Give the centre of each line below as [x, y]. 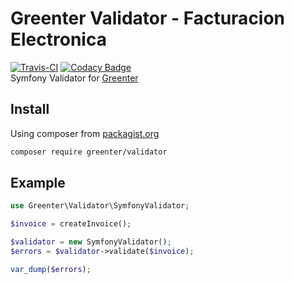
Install [30, 109]
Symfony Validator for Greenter [74, 78]
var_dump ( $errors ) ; [51, 269]
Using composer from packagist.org [85, 133]
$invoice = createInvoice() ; [71, 224]
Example [38, 183]
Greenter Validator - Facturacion [148, 18]
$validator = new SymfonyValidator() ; [91, 242]
